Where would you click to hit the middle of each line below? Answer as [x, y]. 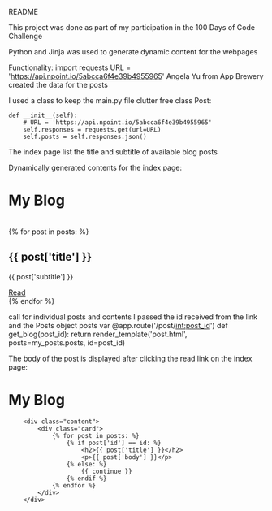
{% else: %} [86, 464]
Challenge [26, 36]
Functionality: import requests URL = [70, 67]
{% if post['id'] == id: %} [114, 443]
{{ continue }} [106, 471]
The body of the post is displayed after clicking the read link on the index [130, 358]
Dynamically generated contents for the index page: [95, 167]
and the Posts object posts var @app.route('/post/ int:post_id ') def [119, 325]
